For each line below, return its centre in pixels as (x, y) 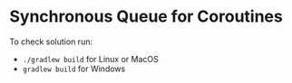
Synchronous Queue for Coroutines (146, 17)
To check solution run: (51, 41)
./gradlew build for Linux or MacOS (90, 59)
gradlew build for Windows (74, 69)
